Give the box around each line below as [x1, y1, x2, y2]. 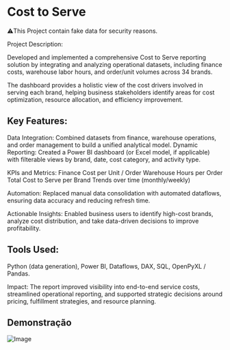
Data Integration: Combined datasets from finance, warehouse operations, [7, 133, 217, 142]
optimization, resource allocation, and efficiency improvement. [7, 95, 183, 103]
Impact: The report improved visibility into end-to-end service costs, [7, 282, 200, 291]
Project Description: [7, 40, 64, 48]
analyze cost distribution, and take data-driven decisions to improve [7, 217, 199, 225]
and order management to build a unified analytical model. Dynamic [7, 141, 199, 149]
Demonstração [7, 317, 72, 328]
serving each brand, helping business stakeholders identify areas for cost [7, 88, 215, 96]
